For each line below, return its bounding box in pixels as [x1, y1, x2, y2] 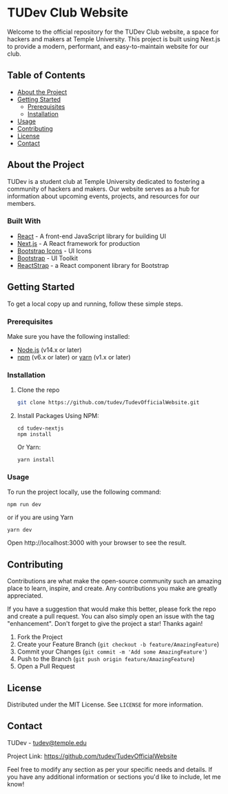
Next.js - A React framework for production [17, 239, 140, 247]
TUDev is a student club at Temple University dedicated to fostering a [7, 177, 205, 185]
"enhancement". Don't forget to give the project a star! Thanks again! [7, 620, 203, 628]
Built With [7, 216, 41, 226]
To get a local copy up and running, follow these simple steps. [7, 300, 183, 308]
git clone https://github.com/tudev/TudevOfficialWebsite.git [17, 399, 200, 406]
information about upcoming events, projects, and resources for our [7, 191, 200, 200]
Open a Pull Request [17, 662, 76, 671]
